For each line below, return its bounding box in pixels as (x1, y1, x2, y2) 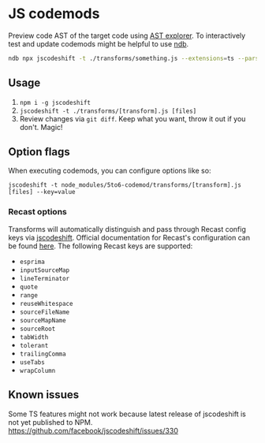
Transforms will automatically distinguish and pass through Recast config (8, 224, 247, 233)
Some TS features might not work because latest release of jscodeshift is (8, 409, 246, 419)
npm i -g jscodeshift (19, 99, 91, 106)
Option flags (8, 145, 70, 158)
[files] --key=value (8, 188, 77, 196)
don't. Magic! (19, 122, 63, 132)
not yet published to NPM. (8, 417, 93, 426)
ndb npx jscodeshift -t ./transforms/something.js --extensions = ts (8, 54, 235, 62)
